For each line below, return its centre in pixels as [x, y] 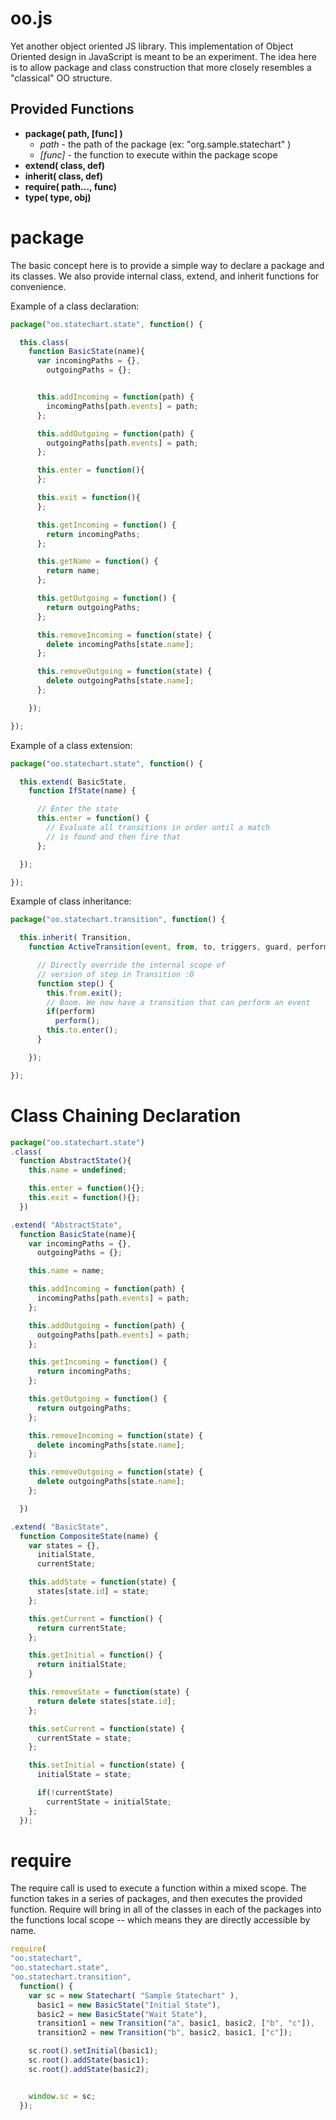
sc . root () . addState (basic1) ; [89, 2060]
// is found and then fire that [114, 837]
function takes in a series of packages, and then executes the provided [156, 1899]
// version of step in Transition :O [115, 974]
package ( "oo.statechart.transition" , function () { [118, 920]
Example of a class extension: [71, 745]
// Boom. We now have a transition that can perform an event [178, 1002]
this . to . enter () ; [82, 1030]
